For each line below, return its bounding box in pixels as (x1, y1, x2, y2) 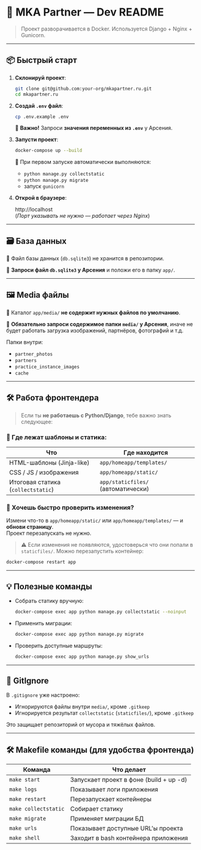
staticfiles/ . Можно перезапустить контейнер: (20, 547, 144, 555)
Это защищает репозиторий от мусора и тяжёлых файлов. (6, 721, 156, 729)
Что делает (112, 766, 147, 774)
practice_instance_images (14, 364, 80, 370)
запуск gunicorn (23, 182, 65, 190)
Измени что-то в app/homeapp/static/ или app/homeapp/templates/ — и (6, 517, 184, 524)
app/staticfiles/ (99, 479, 150, 485)
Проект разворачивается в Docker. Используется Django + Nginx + (20, 25, 193, 32)
